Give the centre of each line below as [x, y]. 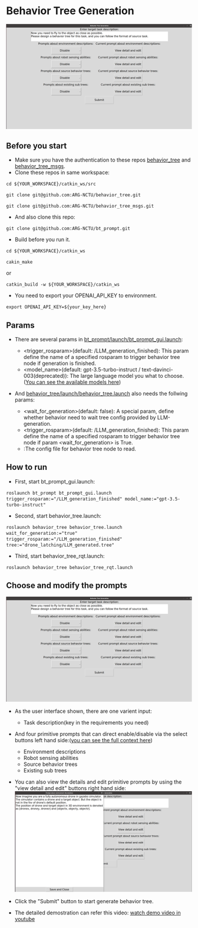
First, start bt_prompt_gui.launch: [55, 481]
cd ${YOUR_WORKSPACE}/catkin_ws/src [51, 184]
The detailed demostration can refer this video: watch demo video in [98, 913]
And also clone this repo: [45, 217]
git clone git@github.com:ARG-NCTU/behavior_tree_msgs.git [80, 206]
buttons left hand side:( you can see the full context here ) [84, 741]
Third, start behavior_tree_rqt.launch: [60, 556]
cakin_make [19, 262]
